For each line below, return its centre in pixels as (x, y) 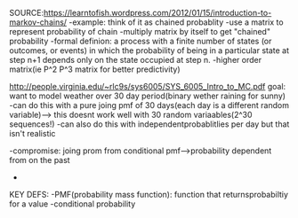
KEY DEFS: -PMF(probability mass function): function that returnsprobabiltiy (149, 195)
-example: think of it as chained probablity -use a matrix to (176, 22)
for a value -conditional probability (72, 204)
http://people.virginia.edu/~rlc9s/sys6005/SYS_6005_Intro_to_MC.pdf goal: (148, 86)
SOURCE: (27, 13)
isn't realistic (32, 133)
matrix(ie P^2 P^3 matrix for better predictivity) (95, 69)
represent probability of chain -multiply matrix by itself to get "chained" (140, 31)
